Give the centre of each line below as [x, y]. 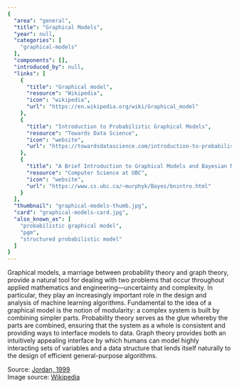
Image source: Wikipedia [44, 377]
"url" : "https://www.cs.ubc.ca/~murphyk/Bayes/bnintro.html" [119, 186]
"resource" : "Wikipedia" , [64, 93]
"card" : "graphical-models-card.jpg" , [71, 213]
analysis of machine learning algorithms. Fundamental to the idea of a [110, 303]
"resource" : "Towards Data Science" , [82, 133]
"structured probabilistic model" [71, 239]
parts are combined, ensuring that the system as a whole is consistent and [117, 325]
